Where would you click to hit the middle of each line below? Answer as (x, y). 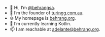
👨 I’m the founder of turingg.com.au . (47, 13)
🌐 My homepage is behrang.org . (43, 18)
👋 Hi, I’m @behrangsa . (32, 8)
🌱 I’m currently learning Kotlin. (40, 24)
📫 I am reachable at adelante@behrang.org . (55, 29)
